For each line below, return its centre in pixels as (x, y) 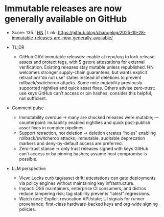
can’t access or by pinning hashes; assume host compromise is (83, 154)
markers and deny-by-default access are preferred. (71, 143)
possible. (28, 159)
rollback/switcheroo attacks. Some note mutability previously (81, 83)
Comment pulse (28, 108)
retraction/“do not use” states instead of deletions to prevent (80, 77)
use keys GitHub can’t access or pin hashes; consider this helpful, (86, 93)
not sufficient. (33, 98)
